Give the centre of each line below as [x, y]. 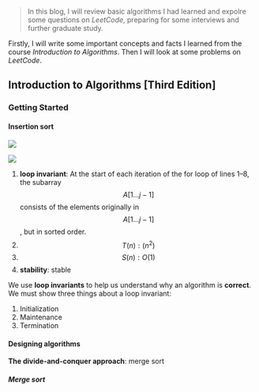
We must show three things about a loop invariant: [90, 294]
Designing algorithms [44, 344]
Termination [39, 326]
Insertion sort [31, 126]
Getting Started [38, 107]
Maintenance [41, 317]
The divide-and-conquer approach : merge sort [86, 361]
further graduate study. [66, 28]
